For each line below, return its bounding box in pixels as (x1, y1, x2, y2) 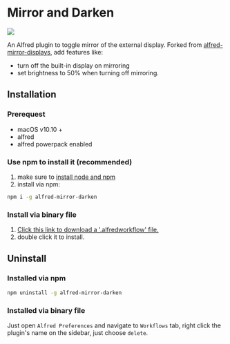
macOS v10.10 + (17, 125, 64, 133)
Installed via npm (7, 274, 66, 283)
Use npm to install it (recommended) (7, 157, 133, 166)
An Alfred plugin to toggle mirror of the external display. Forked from (7, 40, 202, 49)
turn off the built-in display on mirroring (17, 61, 130, 70)
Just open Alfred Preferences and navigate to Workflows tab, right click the (7, 321, 221, 329)
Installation (7, 88, 57, 101)
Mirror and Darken (7, 5, 115, 21)
